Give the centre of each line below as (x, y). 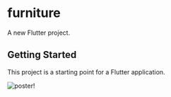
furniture (34, 13)
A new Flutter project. (39, 33)
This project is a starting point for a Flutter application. (86, 72)
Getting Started (42, 55)
